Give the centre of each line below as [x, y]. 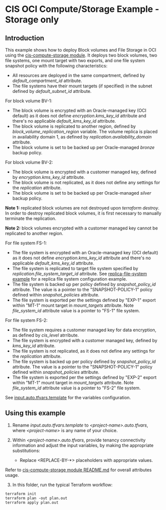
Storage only [32, 20]
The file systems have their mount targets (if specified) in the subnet [82, 86]
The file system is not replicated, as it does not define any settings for [83, 351]
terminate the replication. [31, 219]
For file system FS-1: [26, 243]
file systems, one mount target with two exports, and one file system [75, 60]
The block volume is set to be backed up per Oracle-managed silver [82, 193]
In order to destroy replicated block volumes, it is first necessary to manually [83, 213]
